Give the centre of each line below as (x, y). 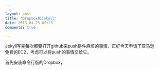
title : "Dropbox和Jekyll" (31, 18)
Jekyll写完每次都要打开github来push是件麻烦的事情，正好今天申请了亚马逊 (80, 46)
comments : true (20, 27)
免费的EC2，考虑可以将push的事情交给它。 (48, 52)
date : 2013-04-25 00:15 (29, 23)
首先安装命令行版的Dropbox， (35, 62)
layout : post (18, 14)
